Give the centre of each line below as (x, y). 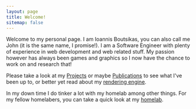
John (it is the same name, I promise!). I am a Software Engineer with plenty (98, 45)
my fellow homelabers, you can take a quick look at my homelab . (85, 100)
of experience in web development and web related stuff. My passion (90, 52)
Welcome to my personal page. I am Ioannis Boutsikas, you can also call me (98, 39)
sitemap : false (25, 22)
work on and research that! (39, 64)
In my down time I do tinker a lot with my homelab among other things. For (97, 93)
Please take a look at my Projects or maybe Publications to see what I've (94, 76)
